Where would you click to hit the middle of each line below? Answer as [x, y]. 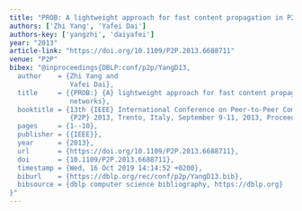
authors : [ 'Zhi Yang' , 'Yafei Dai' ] [78, 26]
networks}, [90, 101]
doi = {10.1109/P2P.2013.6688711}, [96, 159]
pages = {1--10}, [58, 127]
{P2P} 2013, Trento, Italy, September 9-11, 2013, [166, 118]
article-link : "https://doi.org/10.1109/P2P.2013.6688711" [122, 51]
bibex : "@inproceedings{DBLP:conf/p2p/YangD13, [100, 68]
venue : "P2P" [34, 59]
